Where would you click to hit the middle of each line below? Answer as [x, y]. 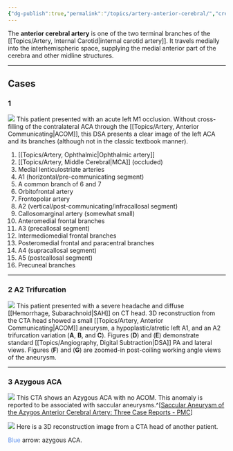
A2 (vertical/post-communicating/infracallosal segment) [98, 206]
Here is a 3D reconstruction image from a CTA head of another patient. [117, 426]
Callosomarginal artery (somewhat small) [76, 214]
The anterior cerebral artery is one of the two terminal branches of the [109, 33]
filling [16, 127]
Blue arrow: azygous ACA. [45, 440]
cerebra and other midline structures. [61, 55]
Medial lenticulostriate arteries [61, 170]
